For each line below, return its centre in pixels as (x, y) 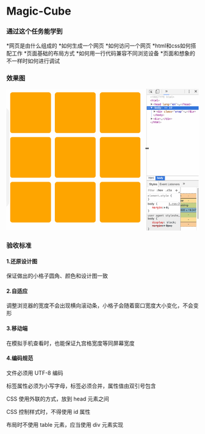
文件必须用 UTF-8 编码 (35, 372)
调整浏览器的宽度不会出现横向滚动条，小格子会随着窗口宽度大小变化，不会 (100, 305)
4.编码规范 (20, 358)
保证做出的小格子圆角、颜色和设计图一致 (57, 276)
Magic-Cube (39, 11)
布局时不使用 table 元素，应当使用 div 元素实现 (65, 424)
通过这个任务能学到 (34, 32)
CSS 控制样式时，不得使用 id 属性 (48, 411)
